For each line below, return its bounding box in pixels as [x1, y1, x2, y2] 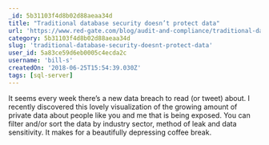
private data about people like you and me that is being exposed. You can [8, 110, 251, 120]
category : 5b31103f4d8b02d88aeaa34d [8, 34, 130, 42]
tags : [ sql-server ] [8, 71, 74, 79]
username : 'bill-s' [8, 57, 74, 65]
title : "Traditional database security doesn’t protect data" [8, 19, 220, 27]
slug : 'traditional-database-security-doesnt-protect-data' [8, 42, 214, 50]
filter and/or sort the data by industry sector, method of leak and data [8, 119, 238, 128]
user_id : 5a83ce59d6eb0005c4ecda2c [8, 49, 127, 57]
